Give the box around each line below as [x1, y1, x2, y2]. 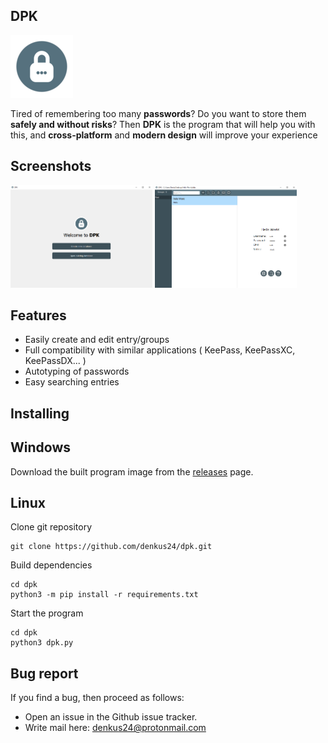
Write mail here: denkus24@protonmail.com [24, 722, 207, 734]
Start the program [10, 607, 84, 619]
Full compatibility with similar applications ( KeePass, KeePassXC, [24, 344, 296, 356]
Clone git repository [10, 521, 93, 533]
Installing [10, 405, 70, 422]
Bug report [10, 665, 79, 682]
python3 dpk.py [10, 638, 74, 648]
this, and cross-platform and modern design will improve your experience [10, 129, 318, 141]
